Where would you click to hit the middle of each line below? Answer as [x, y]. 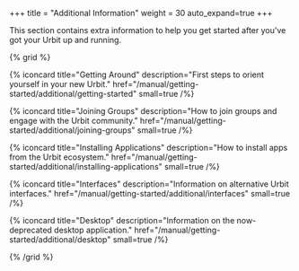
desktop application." [93, 230]
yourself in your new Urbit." [60, 84]
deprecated [31, 230]
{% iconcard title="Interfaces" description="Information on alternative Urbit [149, 184]
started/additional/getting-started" [73, 94]
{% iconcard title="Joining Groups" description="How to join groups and [143, 111]
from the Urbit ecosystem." [59, 157]
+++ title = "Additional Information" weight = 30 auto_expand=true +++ [141, 13]
